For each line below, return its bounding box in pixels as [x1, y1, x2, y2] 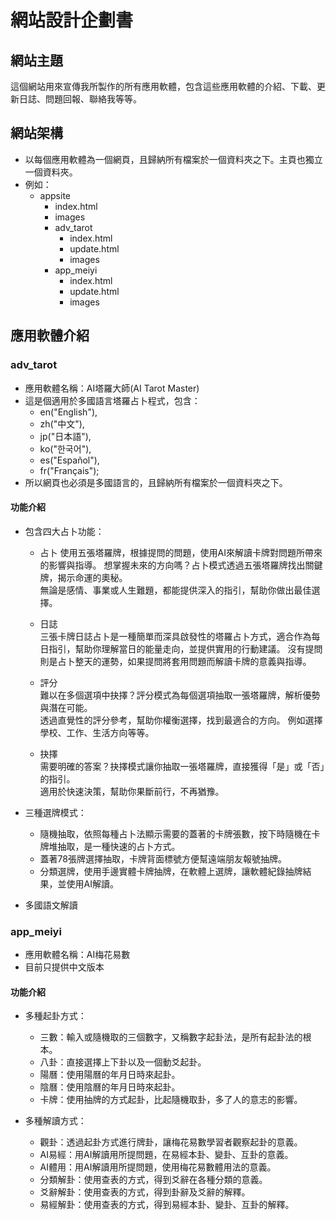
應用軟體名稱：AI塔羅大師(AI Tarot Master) [24, 382, 200, 394]
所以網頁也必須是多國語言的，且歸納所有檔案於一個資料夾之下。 [24, 476, 288, 488]
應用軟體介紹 [10, 327, 90, 345]
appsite [39, 189, 71, 201]
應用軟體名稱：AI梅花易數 [24, 949, 131, 960]
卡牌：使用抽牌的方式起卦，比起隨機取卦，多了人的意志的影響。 [39, 1094, 303, 1106]
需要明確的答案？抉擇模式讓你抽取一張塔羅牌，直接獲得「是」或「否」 [39, 760, 325, 772]
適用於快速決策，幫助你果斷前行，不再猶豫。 [39, 785, 225, 797]
